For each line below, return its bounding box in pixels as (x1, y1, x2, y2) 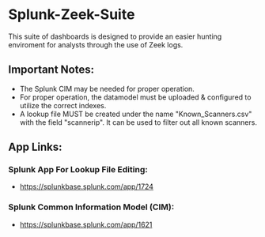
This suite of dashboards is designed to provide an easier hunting (8, 32, 222, 41)
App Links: (8, 141, 62, 154)
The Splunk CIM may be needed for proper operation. (19, 84, 195, 93)
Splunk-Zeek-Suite (8, 6, 135, 24)
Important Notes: (8, 63, 95, 77)
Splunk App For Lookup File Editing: (8, 164, 148, 175)
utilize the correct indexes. (19, 100, 107, 110)
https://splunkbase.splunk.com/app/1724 (19, 182, 154, 191)
